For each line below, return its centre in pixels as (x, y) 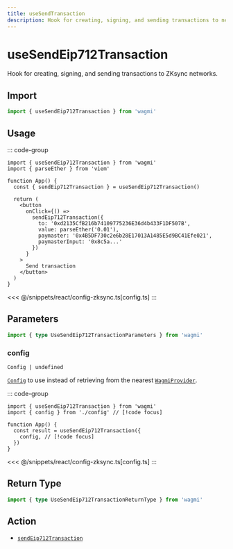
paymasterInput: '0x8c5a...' (80, 241)
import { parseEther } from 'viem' (59, 169)
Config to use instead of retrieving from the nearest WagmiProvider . (102, 380)
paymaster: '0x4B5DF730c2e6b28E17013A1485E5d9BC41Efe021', (125, 236)
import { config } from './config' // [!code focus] (85, 412)
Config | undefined (35, 367)
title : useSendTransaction (46, 14)
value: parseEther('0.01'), (78, 229)
